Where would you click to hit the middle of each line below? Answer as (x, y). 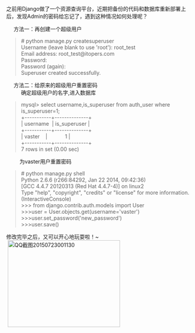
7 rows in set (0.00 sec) (50, 149)
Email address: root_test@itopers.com (68, 54)
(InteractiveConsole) (46, 199)
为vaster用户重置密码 (45, 161)
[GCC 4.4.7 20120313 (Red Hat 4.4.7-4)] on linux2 (83, 186)
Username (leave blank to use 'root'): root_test (78, 47)
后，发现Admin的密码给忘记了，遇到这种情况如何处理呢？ (77, 16)
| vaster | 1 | (45, 136)
